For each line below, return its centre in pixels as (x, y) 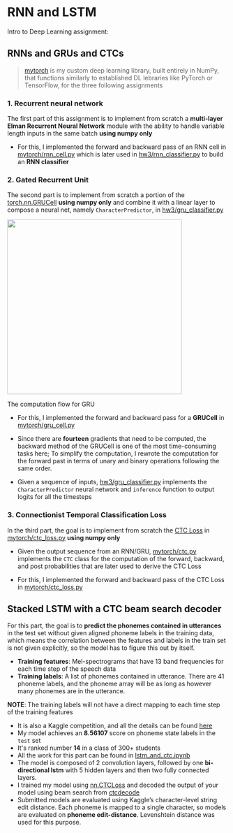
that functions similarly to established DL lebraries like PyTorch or (119, 78)
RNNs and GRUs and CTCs (66, 53)
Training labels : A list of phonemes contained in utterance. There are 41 (121, 676)
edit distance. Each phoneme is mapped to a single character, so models (122, 807)
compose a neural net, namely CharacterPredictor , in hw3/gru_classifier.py (115, 210)
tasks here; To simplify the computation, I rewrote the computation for (118, 454)
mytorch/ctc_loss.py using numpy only (64, 537)
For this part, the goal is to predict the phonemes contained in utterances (114, 625)
